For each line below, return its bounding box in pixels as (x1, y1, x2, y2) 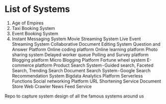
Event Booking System (11, 30, 58, 36)
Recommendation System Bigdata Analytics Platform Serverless (11, 73, 143, 79)
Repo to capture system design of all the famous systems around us (4, 93, 144, 99)
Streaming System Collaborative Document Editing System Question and (11, 41, 161, 47)
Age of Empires (11, 20, 44, 26)
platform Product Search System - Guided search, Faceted (35, 62, 154, 68)
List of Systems (4, 3, 70, 15)
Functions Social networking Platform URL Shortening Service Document (11, 78, 162, 84)
